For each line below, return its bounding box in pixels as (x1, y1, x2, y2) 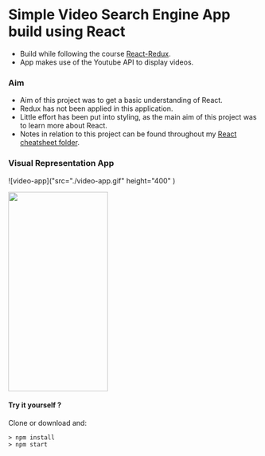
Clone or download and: (8, 418, 88, 427)
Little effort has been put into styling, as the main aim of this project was (19, 112, 257, 122)
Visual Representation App (8, 158, 115, 169)
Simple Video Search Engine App (8, 6, 231, 24)
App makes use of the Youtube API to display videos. (19, 57, 194, 67)
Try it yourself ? (8, 400, 62, 410)
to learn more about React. (19, 121, 107, 131)
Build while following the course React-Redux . (19, 49, 171, 58)
